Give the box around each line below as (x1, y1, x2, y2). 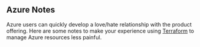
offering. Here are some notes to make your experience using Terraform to (6, 27, 194, 34)
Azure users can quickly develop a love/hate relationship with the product (6, 20, 192, 28)
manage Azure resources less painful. (6, 33, 102, 41)
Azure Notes (6, 5, 55, 15)
